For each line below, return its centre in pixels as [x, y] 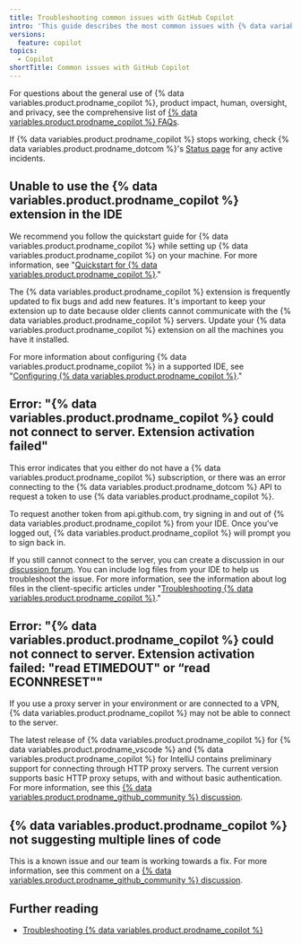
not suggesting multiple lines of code [115, 839]
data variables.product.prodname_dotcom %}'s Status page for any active [146, 148]
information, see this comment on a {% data [90, 870]
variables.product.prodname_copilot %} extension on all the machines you [146, 329]
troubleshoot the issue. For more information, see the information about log [148, 579]
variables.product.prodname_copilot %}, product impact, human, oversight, [148, 102]
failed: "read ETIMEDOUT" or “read [110, 668]
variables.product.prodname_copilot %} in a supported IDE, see [127, 366]
